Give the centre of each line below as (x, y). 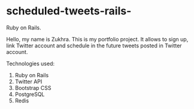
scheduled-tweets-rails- (69, 11)
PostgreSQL (30, 94)
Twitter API (28, 81)
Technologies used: (31, 63)
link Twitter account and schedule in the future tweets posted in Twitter (94, 46)
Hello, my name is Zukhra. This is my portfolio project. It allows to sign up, (97, 39)
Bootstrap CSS (33, 87)
